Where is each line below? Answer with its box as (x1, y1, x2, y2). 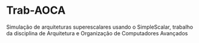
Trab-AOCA (6, 4, 66, 17)
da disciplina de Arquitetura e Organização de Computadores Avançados (6, 29, 188, 36)
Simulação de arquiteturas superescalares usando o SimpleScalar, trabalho (6, 23, 194, 30)
